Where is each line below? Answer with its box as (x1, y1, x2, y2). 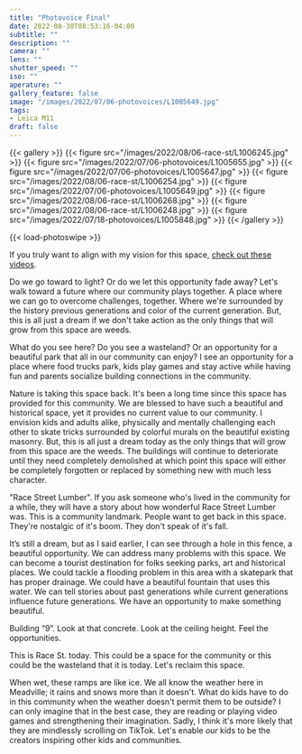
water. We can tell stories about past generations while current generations (9, 586, 288, 597)
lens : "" (9, 55, 42, 64)
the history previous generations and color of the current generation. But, (9, 305, 282, 316)
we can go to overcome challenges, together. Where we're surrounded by (9, 295, 284, 306)
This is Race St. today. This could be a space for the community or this (9, 650, 272, 660)
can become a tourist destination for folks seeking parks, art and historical (9, 557, 286, 568)
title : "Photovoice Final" (9, 13, 111, 23)
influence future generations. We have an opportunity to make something (9, 596, 281, 606)
